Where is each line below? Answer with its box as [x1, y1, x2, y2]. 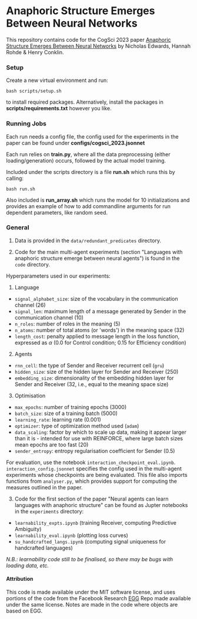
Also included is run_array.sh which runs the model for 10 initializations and [6, 196, 190, 203]
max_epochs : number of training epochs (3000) [14, 403, 127, 410]
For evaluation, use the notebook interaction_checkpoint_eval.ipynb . [6, 459, 176, 466]
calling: [6, 174, 24, 182]
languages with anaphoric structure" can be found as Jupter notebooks [14, 501, 188, 508]
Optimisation [14, 392, 46, 399]
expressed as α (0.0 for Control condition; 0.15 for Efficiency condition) [14, 339, 186, 346]
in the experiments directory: [14, 508, 84, 515]
